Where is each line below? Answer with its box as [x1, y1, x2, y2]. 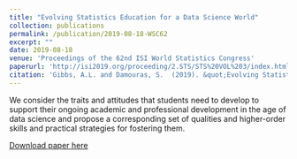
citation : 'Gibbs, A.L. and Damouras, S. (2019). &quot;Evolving [9, 71, 259, 79]
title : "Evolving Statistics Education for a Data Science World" [9, 12, 259, 22]
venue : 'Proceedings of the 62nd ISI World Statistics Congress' [9, 54, 255, 63]
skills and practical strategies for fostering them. [9, 123, 186, 133]
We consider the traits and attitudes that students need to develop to [9, 95, 259, 105]
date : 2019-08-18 [9, 46, 73, 55]
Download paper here [9, 140, 88, 150]
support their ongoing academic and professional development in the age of [9, 103, 286, 115]
